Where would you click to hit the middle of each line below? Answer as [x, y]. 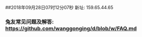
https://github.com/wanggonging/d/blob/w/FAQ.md [71, 28]
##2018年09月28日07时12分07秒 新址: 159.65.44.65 [59, 7]
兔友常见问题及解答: [30, 22]
